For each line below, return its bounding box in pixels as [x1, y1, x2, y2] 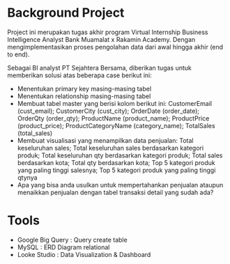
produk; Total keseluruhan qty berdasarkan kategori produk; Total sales [17, 151, 223, 160]
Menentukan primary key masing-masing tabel [17, 84, 152, 93]
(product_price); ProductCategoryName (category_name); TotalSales [17, 121, 215, 130]
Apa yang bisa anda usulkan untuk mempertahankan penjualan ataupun [17, 180, 224, 189]
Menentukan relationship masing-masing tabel [17, 92, 151, 100]
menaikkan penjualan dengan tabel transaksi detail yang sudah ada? [17, 188, 214, 196]
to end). [7, 50, 30, 59]
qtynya [17, 173, 38, 182]
